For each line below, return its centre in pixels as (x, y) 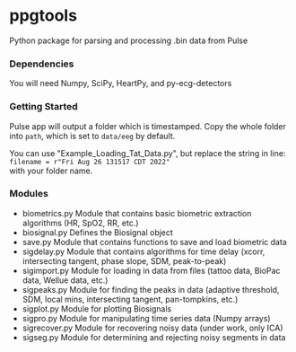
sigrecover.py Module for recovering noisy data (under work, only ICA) (153, 328)
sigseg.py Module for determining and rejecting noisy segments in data (154, 337)
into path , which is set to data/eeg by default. (92, 136)
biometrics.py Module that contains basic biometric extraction (137, 213)
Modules (29, 194)
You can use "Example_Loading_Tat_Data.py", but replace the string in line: (148, 153)
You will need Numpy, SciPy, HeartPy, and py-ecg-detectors (121, 84)
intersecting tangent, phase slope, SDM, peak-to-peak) (124, 260)
